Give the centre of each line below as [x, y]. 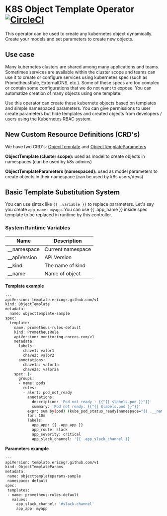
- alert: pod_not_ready [47, 393]
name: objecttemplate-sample [40, 314]
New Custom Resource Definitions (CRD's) [73, 135]
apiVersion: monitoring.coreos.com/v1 [54, 337]
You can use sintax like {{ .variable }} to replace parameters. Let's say [80, 204]
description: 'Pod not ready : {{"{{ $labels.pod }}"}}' [92, 402]
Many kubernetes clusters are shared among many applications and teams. [82, 66]
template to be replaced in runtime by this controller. [59, 215]
